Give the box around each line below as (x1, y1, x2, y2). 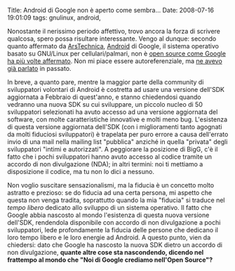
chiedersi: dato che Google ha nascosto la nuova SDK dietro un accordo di (7, 241, 223, 249)
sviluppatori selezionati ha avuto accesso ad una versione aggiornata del (7, 108, 218, 116)
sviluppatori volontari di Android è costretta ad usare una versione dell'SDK (7, 86, 224, 93)
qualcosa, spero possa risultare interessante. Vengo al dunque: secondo (7, 34, 217, 43)
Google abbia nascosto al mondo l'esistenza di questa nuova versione (7, 211, 210, 219)
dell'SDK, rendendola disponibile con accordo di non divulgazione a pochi (7, 218, 221, 227)
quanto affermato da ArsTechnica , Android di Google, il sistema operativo (7, 42, 220, 50)
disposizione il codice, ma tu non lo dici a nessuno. (7, 168, 154, 176)
